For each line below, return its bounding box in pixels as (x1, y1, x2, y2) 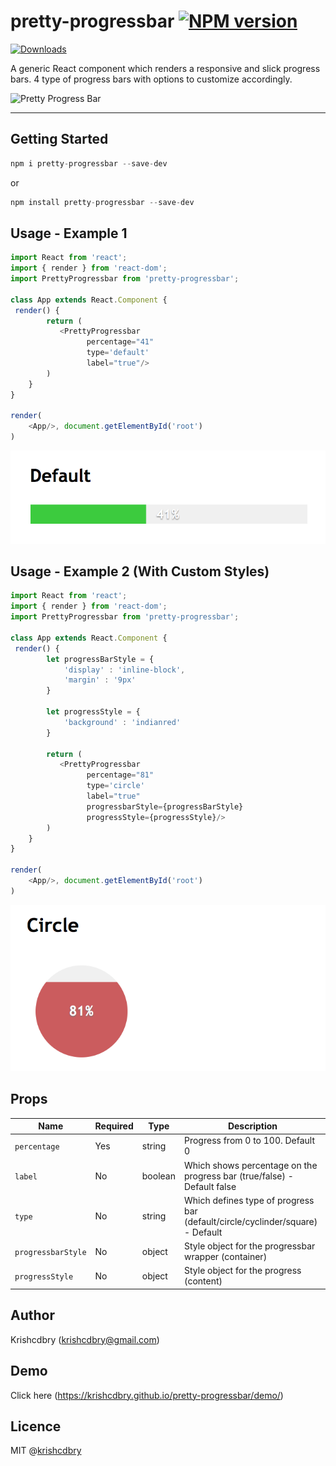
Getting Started (10, 131, 109, 148)
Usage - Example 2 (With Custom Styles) (10, 563, 270, 580)
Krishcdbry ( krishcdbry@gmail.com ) (10, 1333, 160, 1345)
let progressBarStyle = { (46, 654, 155, 664)
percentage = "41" (86, 337, 155, 347)
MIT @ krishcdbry (10, 1445, 82, 1457)
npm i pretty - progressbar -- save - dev (10, 158, 168, 169)
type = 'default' (86, 348, 150, 358)
